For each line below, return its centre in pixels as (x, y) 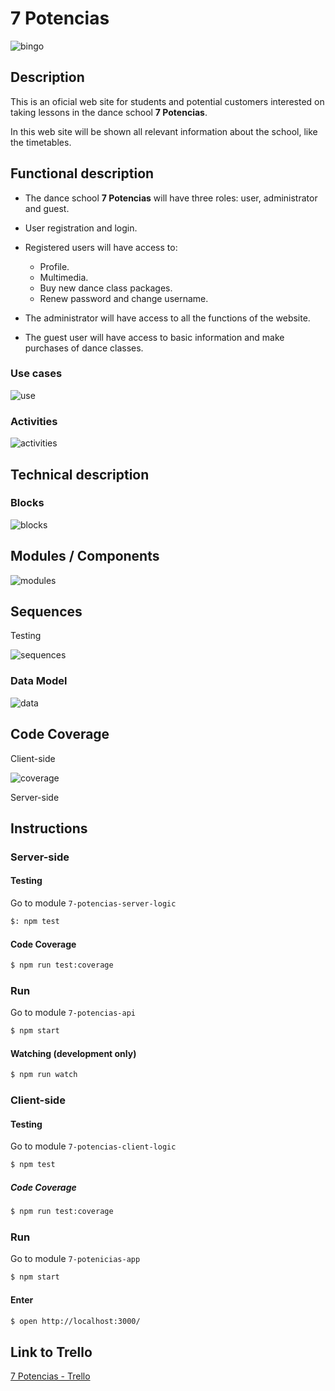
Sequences (46, 612)
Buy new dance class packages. (106, 288)
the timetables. (41, 142)
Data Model (39, 681)
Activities (34, 421)
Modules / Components (85, 556)
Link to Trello (51, 1352)
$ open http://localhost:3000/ (75, 1321)
